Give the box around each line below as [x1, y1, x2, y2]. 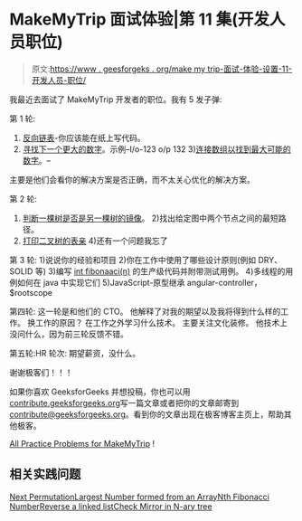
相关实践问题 [9, 467, 81, 482]
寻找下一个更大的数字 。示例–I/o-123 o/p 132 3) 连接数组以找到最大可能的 [22, 143, 291, 155]
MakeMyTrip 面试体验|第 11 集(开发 [9, 9, 269, 30]
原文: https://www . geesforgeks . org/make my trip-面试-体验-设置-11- [31, 63, 292, 74]
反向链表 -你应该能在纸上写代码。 [22, 132, 146, 143]
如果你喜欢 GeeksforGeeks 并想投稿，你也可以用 [9, 386, 191, 397]
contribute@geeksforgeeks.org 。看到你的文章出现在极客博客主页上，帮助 [9, 409, 285, 420]
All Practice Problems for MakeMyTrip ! [9, 438, 156, 449]
